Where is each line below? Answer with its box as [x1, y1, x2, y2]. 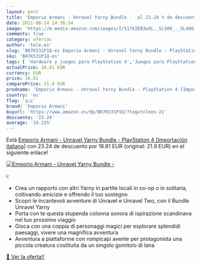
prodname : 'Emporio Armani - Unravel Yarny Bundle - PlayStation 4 [6, 87, 178, 93]
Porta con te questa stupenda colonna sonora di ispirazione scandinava [14, 210, 192, 217]
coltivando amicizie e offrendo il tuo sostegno [14, 191, 128, 198]
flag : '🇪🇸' [6, 97, 36, 103]
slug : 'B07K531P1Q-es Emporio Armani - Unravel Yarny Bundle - [6, 48, 167, 54]
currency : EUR [6, 70, 42, 76]
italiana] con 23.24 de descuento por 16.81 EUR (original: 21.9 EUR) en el [6, 143, 184, 150]
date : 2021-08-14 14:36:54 [6, 20, 74, 26]
